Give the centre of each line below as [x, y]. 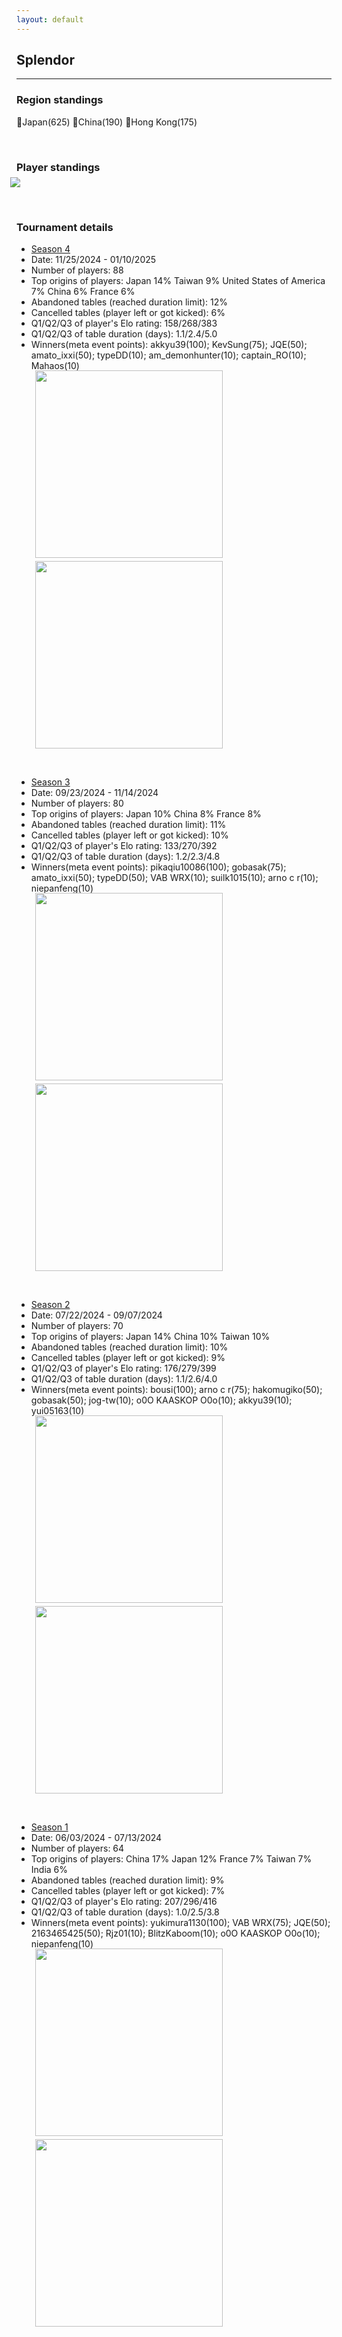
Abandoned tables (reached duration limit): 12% [129, 302]
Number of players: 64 [77, 1848]
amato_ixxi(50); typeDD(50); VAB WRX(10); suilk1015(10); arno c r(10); [174, 878]
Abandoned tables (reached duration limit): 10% [129, 1347]
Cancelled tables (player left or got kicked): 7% [128, 1891]
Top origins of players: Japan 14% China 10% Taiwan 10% [150, 1337]
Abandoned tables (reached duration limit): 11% [128, 825]
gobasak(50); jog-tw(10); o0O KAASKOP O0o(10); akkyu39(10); [161, 1400]
